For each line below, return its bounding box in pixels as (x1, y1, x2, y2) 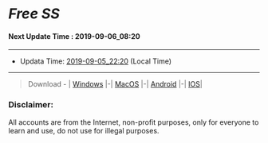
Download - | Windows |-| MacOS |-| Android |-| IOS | (27, 79, 203, 89)
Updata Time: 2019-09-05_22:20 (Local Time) (19, 56, 172, 66)
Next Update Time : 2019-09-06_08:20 (8, 31, 141, 41)
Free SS (8, 5, 60, 23)
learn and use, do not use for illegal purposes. (8, 126, 160, 135)
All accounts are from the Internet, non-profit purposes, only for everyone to (8, 117, 259, 127)
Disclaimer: (8, 99, 54, 110)
